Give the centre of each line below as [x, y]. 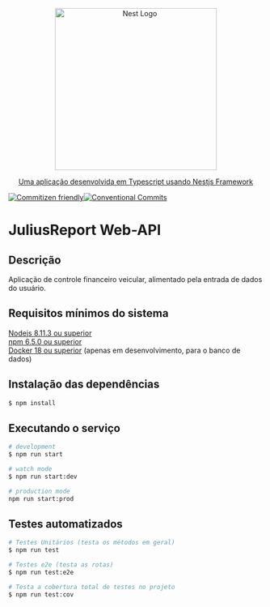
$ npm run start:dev [43, 477]
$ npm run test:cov [41, 594]
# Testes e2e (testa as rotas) [61, 565]
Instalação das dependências [84, 385]
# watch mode [30, 469]
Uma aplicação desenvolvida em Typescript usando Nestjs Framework [136, 182]
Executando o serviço [65, 428]
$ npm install [32, 403]
